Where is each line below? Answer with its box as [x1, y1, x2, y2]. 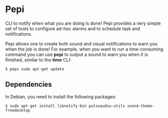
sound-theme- [127, 103, 155, 108]
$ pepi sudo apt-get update [5, 67, 65, 72]
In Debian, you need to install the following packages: [5, 93, 117, 99]
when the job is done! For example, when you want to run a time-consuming [5, 46, 163, 52]
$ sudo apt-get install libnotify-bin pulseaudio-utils [5, 103, 125, 108]
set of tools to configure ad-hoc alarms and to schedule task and [5, 25, 140, 31]
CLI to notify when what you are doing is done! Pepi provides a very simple [5, 20, 161, 26]
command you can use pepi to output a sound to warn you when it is [5, 51, 148, 57]
